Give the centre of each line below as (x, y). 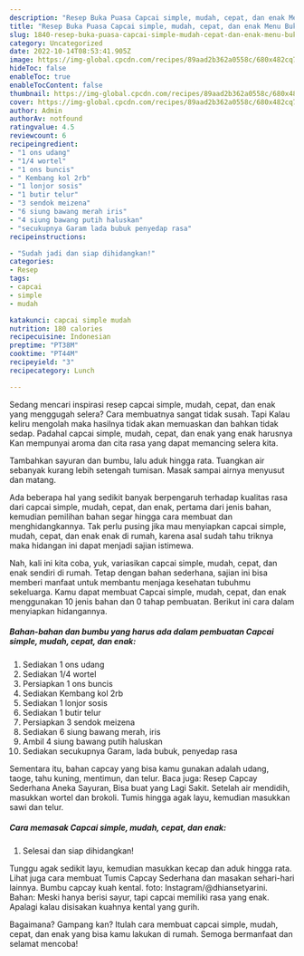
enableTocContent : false (56, 85)
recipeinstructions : (48, 237)
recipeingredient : (44, 144)
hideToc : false (38, 69)
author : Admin (36, 111)
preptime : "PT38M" (44, 345)
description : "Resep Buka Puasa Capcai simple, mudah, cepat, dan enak (147, 18)
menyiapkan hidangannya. (58, 611)
